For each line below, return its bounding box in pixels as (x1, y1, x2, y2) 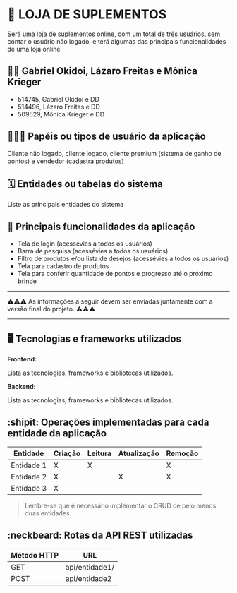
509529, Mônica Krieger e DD (17, 109, 105, 119)
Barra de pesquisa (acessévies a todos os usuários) (17, 247, 169, 256)
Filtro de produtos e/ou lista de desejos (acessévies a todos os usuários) (17, 254, 229, 263)
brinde (17, 277, 37, 285)
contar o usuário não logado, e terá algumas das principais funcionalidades (7, 37, 226, 45)
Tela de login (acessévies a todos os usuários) (17, 239, 153, 248)
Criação (53, 448, 81, 458)
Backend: (7, 383, 36, 390)
